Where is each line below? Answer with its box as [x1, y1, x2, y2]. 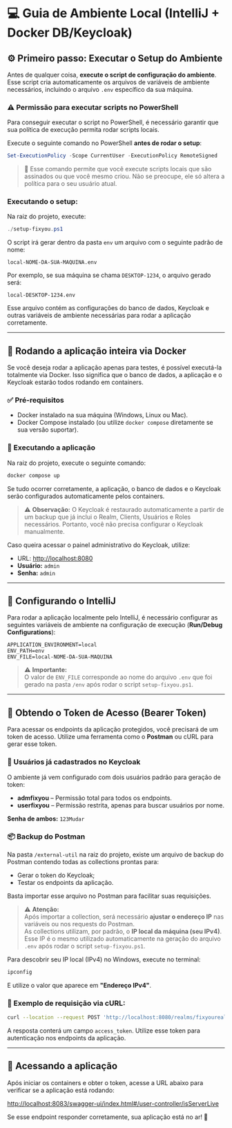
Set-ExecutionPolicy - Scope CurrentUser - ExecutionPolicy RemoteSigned [7, 153, 217, 160]
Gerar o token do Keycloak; [17, 871, 95, 879]
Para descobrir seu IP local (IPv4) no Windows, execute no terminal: [7, 955, 201, 964]
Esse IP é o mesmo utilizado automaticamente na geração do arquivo [23, 934, 221, 943]
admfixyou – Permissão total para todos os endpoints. [17, 794, 173, 802]
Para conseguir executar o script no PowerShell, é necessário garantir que [7, 118, 219, 126]
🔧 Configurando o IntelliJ [7, 595, 116, 607]
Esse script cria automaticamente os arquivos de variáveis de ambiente [7, 78, 210, 86]
